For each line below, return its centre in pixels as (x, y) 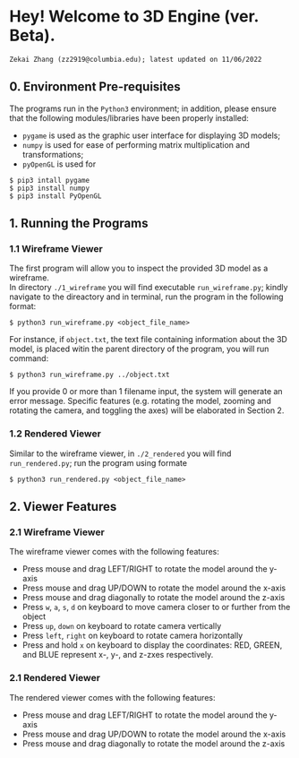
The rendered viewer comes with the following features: (112, 697)
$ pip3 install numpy (50, 188)
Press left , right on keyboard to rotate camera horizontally (132, 636)
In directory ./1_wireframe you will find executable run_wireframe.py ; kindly (149, 288)
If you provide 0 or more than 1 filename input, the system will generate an (146, 392)
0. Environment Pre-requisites (95, 87)
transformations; (53, 154)
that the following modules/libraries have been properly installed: (129, 117)
